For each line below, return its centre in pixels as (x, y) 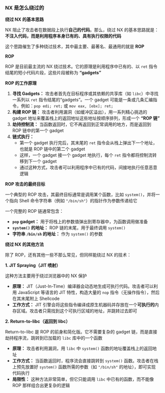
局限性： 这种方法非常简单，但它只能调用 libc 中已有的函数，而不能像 (83, 379)
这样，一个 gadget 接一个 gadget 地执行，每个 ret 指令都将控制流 (86, 155)
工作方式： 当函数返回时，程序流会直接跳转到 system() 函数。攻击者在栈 (85, 361)
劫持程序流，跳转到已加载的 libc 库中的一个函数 (54, 338)
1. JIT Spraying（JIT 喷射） (33, 265)
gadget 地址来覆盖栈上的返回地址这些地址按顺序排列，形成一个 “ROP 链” (86, 118)
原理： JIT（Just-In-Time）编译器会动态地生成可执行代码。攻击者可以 (83, 286)
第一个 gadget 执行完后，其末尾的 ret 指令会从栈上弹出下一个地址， (88, 143)
